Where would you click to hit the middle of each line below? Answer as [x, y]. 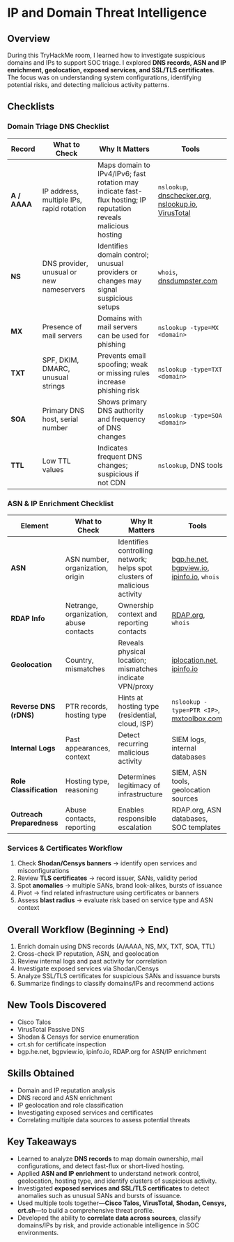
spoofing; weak [123, 364]
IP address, [61, 191]
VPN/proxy [136, 686]
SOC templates [196, 827]
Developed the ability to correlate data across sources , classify [109, 1218]
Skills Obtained [41, 1074]
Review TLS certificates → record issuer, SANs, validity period [107, 878]
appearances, [88, 748]
